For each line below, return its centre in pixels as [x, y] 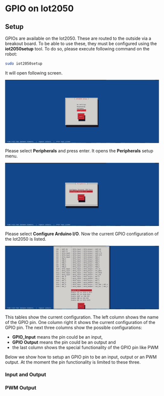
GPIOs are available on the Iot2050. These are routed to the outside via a [78, 38]
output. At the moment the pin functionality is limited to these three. [73, 362]
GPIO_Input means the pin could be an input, [57, 337]
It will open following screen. [34, 73]
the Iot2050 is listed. [26, 239]
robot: [11, 54]
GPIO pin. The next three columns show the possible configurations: [74, 327]
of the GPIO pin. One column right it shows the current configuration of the [80, 322]
